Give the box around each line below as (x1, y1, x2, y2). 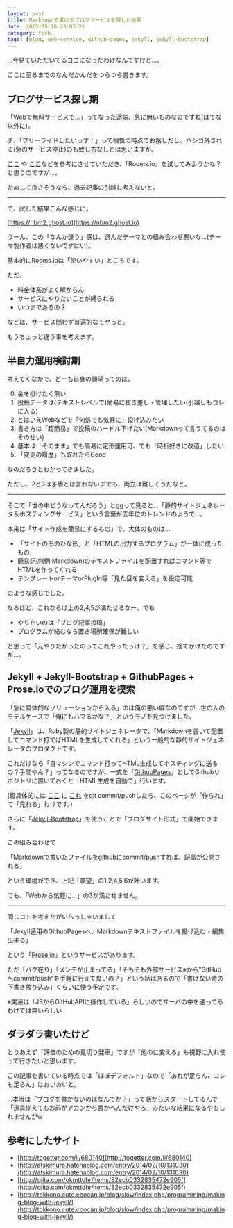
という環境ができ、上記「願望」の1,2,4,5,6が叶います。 (7, 876, 164, 885)
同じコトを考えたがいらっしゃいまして (7, 912, 116, 921)
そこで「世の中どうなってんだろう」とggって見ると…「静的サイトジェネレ (7, 501, 220, 509)
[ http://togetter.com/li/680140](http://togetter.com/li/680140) (17, 1154, 192, 1162)
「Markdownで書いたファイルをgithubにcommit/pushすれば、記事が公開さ (7, 853, 221, 861)
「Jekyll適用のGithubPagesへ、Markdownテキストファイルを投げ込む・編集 (7, 927, 225, 935)
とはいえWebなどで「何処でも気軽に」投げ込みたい (17, 415, 164, 424)
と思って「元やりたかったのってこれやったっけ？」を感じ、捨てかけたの (7, 641, 214, 650)
